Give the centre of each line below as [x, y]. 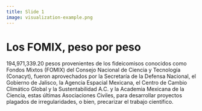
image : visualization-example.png [50, 17]
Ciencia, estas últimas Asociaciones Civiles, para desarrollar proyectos [94, 95]
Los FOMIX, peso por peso [74, 47]
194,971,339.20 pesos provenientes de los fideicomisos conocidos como [96, 64]
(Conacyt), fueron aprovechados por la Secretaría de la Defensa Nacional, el [101, 76]
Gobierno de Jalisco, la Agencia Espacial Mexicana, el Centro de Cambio [97, 83]
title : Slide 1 [25, 12]
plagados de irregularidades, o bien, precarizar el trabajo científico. [90, 102]
